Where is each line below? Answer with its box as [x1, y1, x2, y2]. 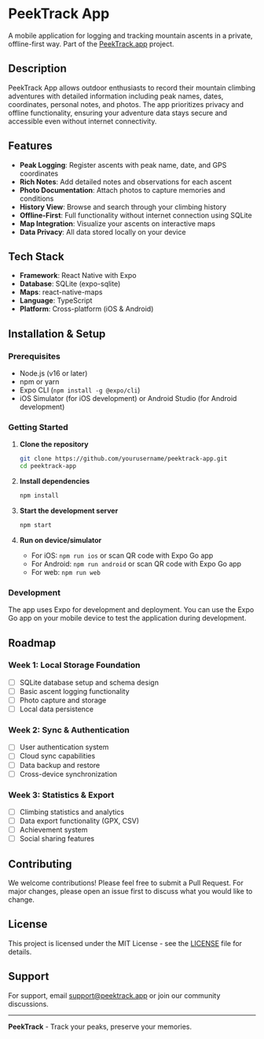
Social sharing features [19, 834, 95, 844]
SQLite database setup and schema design [19, 677, 159, 687]
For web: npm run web [31, 567, 101, 577]
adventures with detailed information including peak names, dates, [8, 91, 224, 101]
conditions [19, 194, 54, 203]
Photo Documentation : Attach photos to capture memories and [19, 185, 225, 195]
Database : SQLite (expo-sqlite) [19, 279, 121, 288]
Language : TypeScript [19, 296, 93, 306]
